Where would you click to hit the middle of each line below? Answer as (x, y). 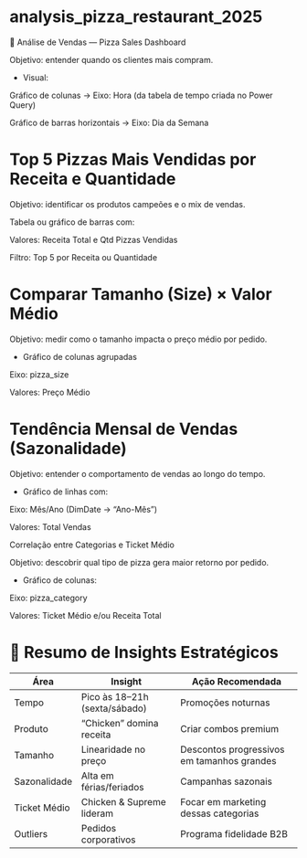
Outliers (31, 833)
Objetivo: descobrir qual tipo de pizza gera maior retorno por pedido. (139, 562)
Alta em (97, 776)
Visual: (35, 77)
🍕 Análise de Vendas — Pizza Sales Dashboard (98, 42)
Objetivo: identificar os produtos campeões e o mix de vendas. (127, 204)
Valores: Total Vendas (50, 526)
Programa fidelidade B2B (234, 833)
